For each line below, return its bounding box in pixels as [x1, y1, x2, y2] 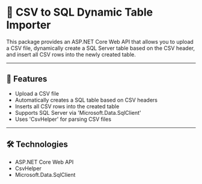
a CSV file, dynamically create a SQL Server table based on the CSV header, [6, 44, 195, 52]
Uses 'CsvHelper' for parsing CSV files [14, 115, 112, 123]
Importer [6, 18, 51, 32]
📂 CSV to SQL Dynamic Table [6, 5, 153, 19]
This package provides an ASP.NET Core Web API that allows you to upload [6, 38, 194, 45]
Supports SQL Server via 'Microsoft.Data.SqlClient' [14, 109, 141, 116]
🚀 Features [6, 74, 47, 84]
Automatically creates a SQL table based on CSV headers [14, 96, 158, 103]
